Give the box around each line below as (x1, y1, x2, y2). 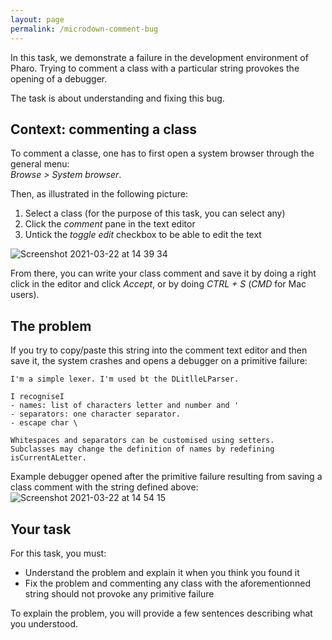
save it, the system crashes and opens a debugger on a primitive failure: (10, 355, 308, 367)
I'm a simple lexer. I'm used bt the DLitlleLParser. (10, 374, 240, 385)
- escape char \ (10, 418, 78, 428)
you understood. (10, 617, 78, 630)
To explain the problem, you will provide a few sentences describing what (10, 607, 313, 619)
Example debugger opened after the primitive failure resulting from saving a (10, 471, 323, 483)
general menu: (10, 158, 70, 170)
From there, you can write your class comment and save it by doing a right (10, 267, 317, 280)
